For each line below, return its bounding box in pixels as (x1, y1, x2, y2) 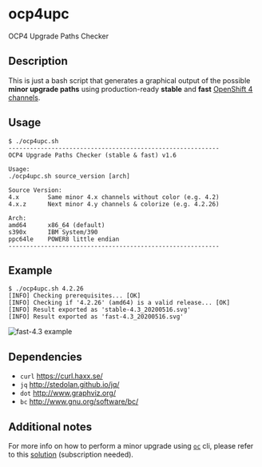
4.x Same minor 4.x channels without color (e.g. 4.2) (8, 193, 220, 201)
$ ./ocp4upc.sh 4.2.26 (8, 285, 84, 293)
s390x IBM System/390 (8, 228, 98, 236)
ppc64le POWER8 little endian (8, 235, 120, 243)
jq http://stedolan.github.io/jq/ (19, 380, 120, 389)
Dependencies (8, 349, 82, 364)
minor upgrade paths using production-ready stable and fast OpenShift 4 (8, 84, 253, 94)
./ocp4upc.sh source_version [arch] (8, 172, 130, 180)
